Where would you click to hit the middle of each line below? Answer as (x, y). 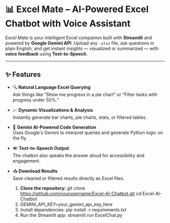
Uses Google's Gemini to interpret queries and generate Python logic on (88, 133)
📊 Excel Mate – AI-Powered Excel (77, 9)
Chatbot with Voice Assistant (68, 24)
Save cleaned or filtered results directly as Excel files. (68, 178)
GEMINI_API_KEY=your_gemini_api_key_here (66, 204)
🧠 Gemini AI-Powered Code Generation (54, 127)
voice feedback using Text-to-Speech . (47, 54)
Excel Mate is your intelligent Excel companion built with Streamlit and (79, 38)
